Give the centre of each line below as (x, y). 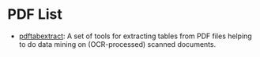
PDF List (35, 14)
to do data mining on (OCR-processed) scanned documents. (117, 44)
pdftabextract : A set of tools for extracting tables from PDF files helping (135, 36)
